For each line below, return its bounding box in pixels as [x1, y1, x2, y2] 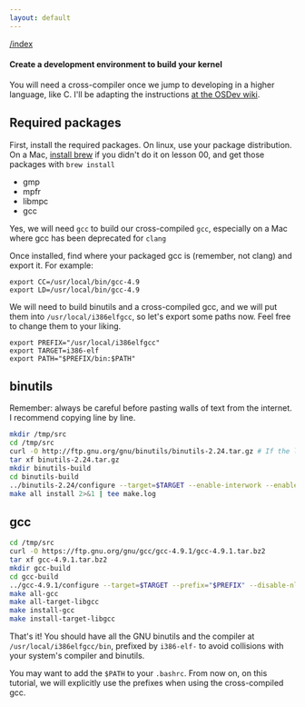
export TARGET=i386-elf [9, 346, 100, 355]
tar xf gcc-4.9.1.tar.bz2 [9, 555, 107, 564]
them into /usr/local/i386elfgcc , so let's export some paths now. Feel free [9, 311, 291, 322]
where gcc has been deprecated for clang [9, 233, 166, 244]
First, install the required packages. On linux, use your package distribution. [9, 139, 292, 150]
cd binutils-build [9, 472, 79, 482]
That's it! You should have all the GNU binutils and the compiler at [9, 631, 255, 642]
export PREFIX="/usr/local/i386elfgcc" [9, 338, 161, 347]
